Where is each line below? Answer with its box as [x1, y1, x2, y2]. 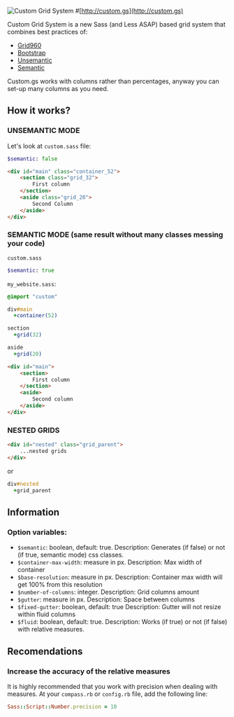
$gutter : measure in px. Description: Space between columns [17, 595, 196, 604]
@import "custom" [7, 293, 58, 300]
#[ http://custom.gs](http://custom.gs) [75, 7, 184, 15]
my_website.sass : [7, 279, 57, 288]
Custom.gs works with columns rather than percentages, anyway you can [7, 77, 219, 85]
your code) [7, 239, 45, 249]
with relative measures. [17, 625, 85, 634]
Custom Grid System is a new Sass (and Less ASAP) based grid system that [7, 20, 226, 28]
